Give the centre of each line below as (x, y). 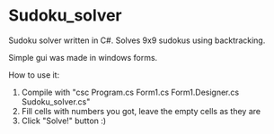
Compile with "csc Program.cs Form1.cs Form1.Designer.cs (130, 92)
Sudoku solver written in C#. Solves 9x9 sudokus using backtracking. (137, 40)
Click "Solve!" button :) (64, 121)
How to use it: (34, 75)
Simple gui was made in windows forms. (83, 57)
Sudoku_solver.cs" (56, 101)
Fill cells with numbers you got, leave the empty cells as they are (141, 111)
